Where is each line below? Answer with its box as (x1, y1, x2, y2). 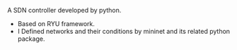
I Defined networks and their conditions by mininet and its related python (17, 27, 231, 35)
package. (17, 35, 45, 43)
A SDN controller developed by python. (7, 6, 122, 14)
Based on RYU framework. (17, 20, 96, 27)
